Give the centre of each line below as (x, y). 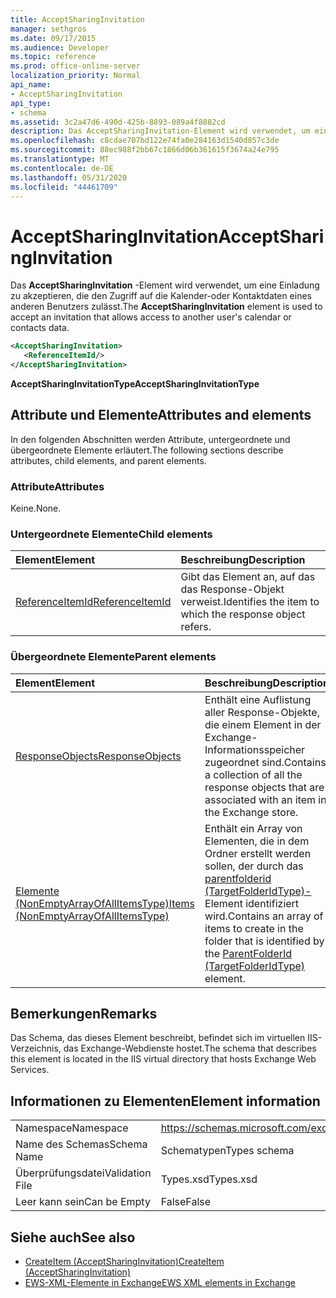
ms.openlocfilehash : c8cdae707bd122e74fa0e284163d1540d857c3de (145, 141)
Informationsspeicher (255, 749)
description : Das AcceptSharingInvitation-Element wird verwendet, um (160, 131)
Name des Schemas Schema (81, 1144)
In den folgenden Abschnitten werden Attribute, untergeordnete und (150, 439)
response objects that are (264, 787)
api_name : (31, 85)
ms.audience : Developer (60, 47)
